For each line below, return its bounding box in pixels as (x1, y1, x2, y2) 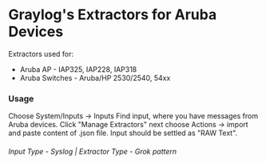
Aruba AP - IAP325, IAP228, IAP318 (19, 64, 137, 74)
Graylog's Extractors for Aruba (8, 6, 217, 24)
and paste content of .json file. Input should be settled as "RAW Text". (8, 128, 238, 138)
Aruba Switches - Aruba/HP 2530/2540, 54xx (19, 73, 171, 82)
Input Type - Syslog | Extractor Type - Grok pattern (8, 146, 177, 156)
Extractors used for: (8, 49, 74, 58)
